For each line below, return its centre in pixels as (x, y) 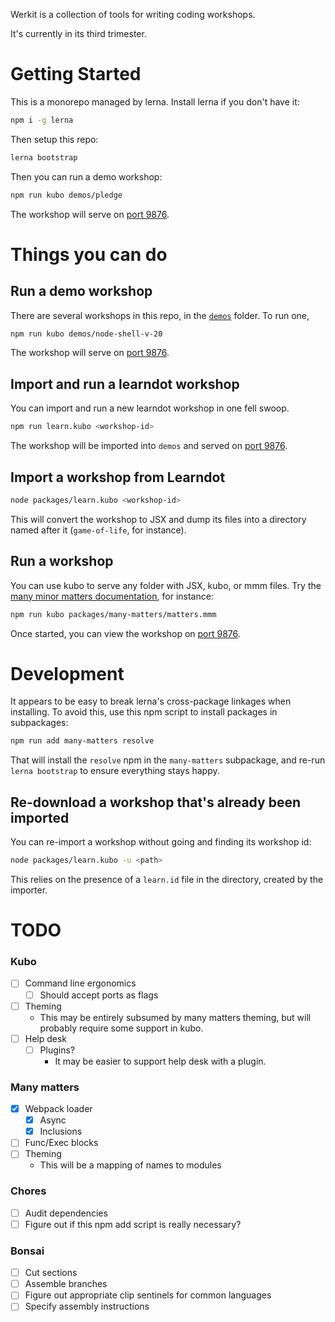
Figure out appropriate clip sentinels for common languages (148, 1295)
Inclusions (61, 1131)
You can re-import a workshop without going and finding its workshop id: (161, 842)
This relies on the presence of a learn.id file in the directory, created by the (167, 879)
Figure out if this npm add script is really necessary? (133, 1224)
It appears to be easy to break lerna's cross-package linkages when (151, 701)
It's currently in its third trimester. (78, 33)
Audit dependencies (66, 1213)
